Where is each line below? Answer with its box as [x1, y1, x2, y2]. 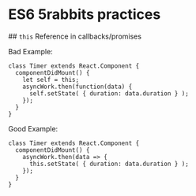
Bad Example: [8, 46, 53, 56]
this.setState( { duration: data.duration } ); [28, 160, 190, 168]
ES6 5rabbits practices [8, 6, 161, 24]
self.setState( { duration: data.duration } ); [28, 89, 190, 98]
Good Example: [8, 124, 58, 133]
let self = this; [22, 76, 80, 83]
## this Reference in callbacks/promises [8, 31, 142, 41]
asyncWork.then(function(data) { [22, 83, 133, 91]
